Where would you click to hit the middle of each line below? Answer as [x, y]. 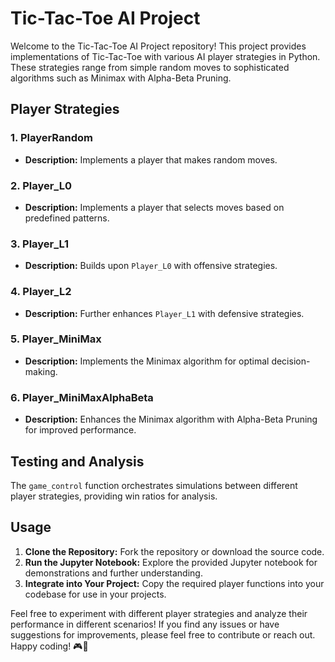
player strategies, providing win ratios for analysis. [114, 496]
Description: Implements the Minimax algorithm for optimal [147, 361]
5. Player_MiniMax [56, 339]
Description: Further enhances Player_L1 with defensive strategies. [164, 313]
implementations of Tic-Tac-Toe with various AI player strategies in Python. [165, 56]
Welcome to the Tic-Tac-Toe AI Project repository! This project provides [158, 46]
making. [41, 371]
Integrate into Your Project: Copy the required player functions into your [174, 583]
